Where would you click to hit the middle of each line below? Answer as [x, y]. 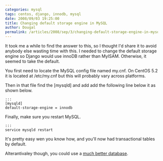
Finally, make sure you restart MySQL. [43, 117]
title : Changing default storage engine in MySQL [56, 23]
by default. [16, 144]
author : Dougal [20, 28]
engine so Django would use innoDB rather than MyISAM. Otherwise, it [76, 56]
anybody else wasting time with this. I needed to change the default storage [81, 51]
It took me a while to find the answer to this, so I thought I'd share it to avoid [81, 46]
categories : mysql [24, 9]
